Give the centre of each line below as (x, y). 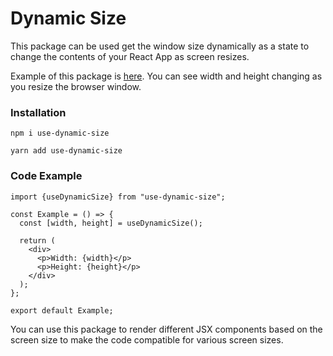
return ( (37, 240)
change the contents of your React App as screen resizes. (130, 56)
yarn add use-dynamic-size (66, 151)
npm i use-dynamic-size (60, 133)
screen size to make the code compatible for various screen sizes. (147, 339)
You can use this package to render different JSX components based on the (166, 329)
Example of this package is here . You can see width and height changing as (166, 76)
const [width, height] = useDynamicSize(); (111, 223)
